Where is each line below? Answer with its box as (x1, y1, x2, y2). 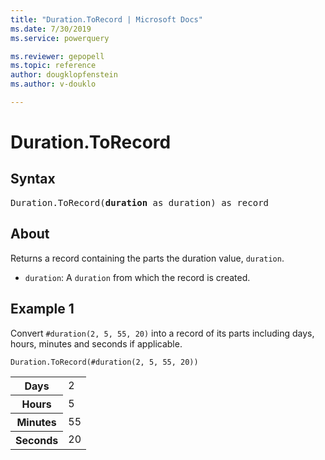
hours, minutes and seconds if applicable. (10, 337, 183, 350)
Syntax (10, 171, 56, 188)
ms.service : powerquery (10, 33, 110, 43)
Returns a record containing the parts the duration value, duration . (10, 252, 285, 264)
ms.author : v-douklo (10, 79, 97, 90)
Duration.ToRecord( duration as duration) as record (10, 197, 270, 208)
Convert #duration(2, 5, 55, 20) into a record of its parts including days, (10, 327, 315, 339)
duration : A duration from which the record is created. (24, 271, 251, 283)
